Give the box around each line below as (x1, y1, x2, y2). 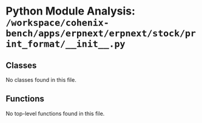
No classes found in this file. (5, 76, 76, 83)
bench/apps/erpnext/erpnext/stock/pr (5, 28, 197, 39)
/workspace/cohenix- (5, 17, 110, 28)
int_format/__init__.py (5, 38, 126, 50)
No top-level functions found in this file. (5, 110, 105, 117)
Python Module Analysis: (5, 4, 136, 18)
